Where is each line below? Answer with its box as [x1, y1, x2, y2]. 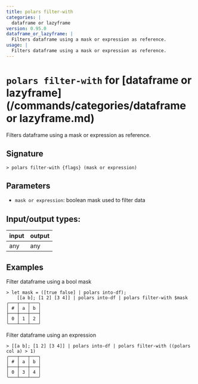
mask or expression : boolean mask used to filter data [14, 197, 146, 204]
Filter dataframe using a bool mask [6, 278, 92, 285]
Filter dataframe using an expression [6, 331, 97, 339]
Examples [6, 262, 44, 272]
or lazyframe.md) [6, 111, 95, 125]
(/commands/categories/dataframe [6, 99, 187, 112]
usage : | [6, 42, 28, 48]
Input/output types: [6, 214, 81, 224]
